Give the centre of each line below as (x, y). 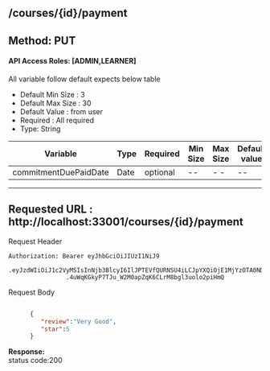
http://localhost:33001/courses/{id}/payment (126, 222)
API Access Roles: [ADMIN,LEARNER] (72, 61)
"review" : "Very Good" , (78, 321)
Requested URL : (51, 210)
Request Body (31, 292)
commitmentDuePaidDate (61, 172)
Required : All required (57, 120)
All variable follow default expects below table (84, 79)
